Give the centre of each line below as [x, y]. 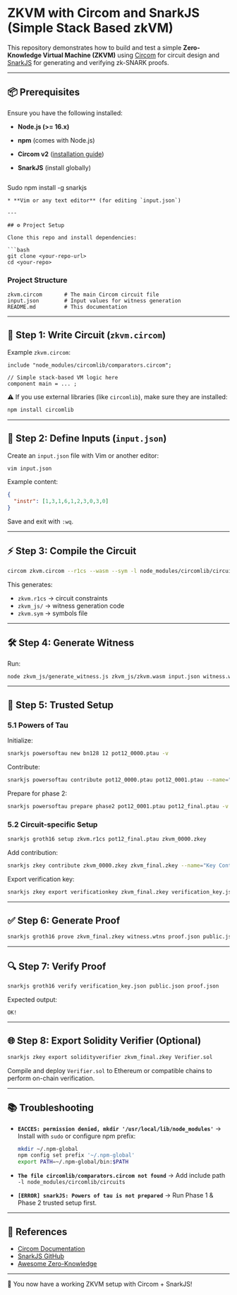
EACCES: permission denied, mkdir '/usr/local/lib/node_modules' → [119, 1128]
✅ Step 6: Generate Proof [64, 921]
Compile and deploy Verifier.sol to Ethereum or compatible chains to [110, 1070]
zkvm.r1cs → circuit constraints [62, 598]
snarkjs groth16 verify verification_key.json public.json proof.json [113, 986]
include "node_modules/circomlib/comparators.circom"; [90, 365]
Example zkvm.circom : [39, 352]
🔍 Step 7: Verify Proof [57, 966]
